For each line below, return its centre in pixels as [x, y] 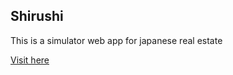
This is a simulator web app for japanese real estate [116, 40]
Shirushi [37, 16]
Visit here [30, 60]
